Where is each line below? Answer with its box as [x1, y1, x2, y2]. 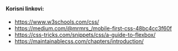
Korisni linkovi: [5, 5, 44, 12]
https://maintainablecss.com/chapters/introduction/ [14, 38, 144, 45]
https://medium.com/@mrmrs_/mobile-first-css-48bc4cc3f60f [14, 25, 173, 32]
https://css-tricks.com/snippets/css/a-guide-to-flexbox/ [14, 31, 156, 39]
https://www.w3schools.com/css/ [14, 18, 100, 25]
